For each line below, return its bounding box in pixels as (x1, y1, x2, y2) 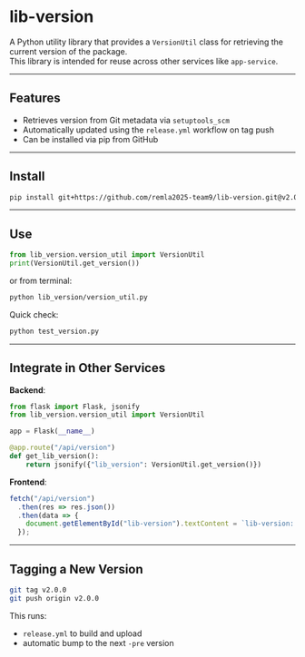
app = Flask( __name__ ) (9, 427, 95, 436)
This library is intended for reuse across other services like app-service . (9, 55, 279, 66)
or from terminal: (9, 275, 73, 286)
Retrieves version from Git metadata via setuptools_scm (22, 114, 230, 125)
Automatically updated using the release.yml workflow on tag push (22, 124, 275, 135)
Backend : (9, 384, 46, 396)
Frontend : (9, 476, 47, 487)
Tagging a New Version (9, 561, 143, 577)
